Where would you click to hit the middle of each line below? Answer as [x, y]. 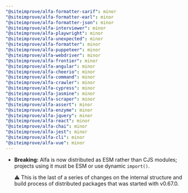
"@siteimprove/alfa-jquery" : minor [49, 115]
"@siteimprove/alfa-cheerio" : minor [50, 72]
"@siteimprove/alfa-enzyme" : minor [49, 110]
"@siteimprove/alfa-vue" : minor [45, 143]
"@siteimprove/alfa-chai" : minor [47, 127]
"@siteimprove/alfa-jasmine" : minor [50, 94]
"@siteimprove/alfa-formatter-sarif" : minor [61, 11]
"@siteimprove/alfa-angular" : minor [50, 66]
